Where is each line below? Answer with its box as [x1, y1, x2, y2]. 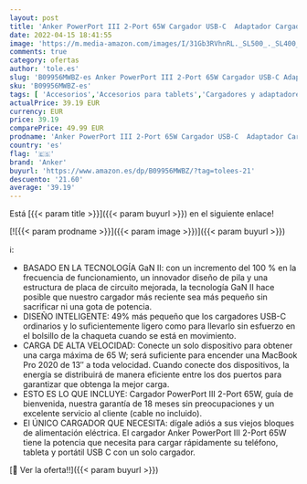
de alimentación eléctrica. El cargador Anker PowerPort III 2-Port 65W [22, 427, 287, 438]
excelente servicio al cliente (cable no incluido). [22, 408, 203, 419]
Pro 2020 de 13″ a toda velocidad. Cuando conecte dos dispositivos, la [22, 360, 290, 371]
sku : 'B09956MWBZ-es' [9, 81, 92, 90]
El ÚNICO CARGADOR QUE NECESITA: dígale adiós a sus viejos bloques [22, 417, 295, 429]
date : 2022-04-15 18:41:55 [9, 30, 112, 39]
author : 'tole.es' [9, 65, 79, 74]
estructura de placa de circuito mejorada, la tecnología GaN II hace [22, 282, 275, 293]
